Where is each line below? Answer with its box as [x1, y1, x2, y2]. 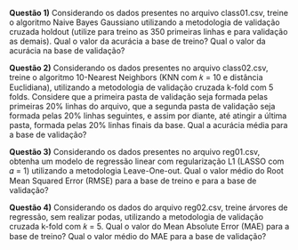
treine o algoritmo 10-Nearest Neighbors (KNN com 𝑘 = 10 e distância [9, 72, 264, 83]
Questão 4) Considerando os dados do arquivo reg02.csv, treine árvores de [9, 202, 288, 213]
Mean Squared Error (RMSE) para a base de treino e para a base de [9, 175, 257, 186]
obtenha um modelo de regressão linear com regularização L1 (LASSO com [9, 156, 285, 166]
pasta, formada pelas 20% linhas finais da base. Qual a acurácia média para [9, 120, 288, 130]
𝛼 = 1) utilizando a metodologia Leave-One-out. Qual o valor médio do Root [9, 165, 285, 176]
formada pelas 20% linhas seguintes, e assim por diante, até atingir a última [9, 110, 287, 121]
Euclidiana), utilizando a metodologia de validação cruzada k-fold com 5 [9, 82, 274, 93]
